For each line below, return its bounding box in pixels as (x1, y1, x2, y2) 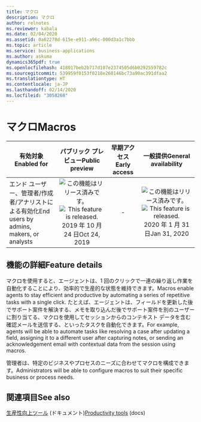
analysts (9, 237, 33, 246)
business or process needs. (6, 373, 75, 381)
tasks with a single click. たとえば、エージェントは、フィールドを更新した (6, 298, 188, 306)
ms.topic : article (6, 43, 52, 49)
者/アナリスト (9, 197, 48, 206)
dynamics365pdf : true (6, 59, 60, 65)
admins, (9, 222, 32, 231)
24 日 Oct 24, (63, 230, 100, 238)
